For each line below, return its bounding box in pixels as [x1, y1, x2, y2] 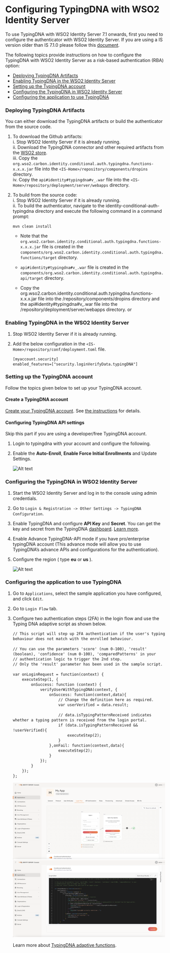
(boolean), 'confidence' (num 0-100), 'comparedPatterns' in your [12, 651, 156, 656]
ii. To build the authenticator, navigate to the [12, 203, 105, 209]
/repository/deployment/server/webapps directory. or [20, 306, 132, 313]
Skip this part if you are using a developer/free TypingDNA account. [5, 431, 147, 437]
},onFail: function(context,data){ [49, 743, 124, 748]
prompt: [12, 213, 29, 219]
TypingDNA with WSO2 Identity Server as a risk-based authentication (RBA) [5, 57, 164, 63]
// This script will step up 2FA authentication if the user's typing [12, 631, 165, 636]
